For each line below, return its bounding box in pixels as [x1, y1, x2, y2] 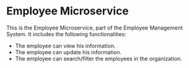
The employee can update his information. [15, 48, 122, 55]
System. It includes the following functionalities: [6, 30, 127, 37]
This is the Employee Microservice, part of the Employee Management [6, 24, 183, 31]
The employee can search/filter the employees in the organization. [15, 55, 182, 62]
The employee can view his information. [15, 42, 116, 49]
